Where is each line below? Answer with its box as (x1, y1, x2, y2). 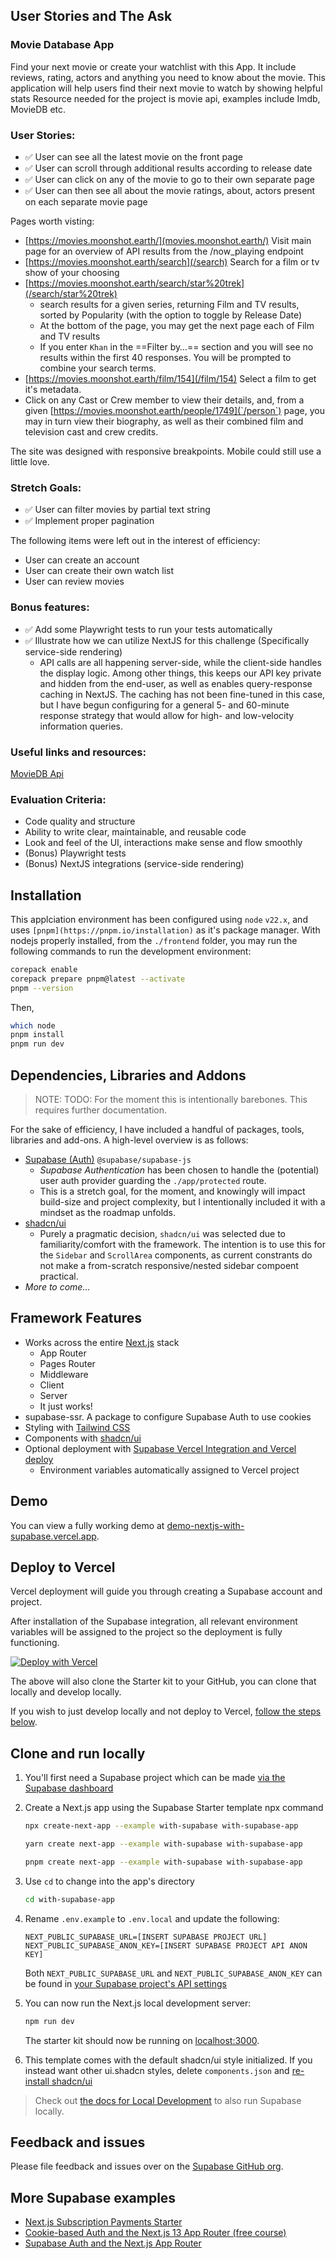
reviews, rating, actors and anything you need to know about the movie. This (10, 71, 326, 83)
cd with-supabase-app (24, 1894, 115, 1904)
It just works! (39, 1400, 93, 1412)
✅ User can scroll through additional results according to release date (24, 162, 313, 174)
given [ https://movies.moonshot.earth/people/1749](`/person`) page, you (24, 404, 325, 416)
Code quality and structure (24, 815, 136, 828)
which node (10, 1020, 56, 1031)
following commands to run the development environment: (10, 945, 252, 957)
